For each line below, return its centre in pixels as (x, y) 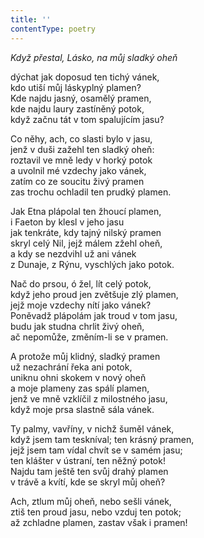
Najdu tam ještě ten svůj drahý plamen (89, 471)
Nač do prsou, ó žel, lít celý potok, (81, 283)
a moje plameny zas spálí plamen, (80, 388)
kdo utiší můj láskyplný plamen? (76, 87)
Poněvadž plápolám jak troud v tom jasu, (94, 315)
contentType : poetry (53, 29)
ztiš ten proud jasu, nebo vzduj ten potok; (96, 512)
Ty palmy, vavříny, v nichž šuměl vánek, (92, 428)
